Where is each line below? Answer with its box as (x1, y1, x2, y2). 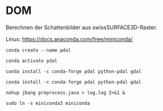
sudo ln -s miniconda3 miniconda (5, 100, 90, 106)
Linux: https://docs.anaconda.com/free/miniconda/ (5, 35, 133, 42)
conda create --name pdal (5, 47, 71, 53)
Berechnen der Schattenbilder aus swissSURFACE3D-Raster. (5, 24, 158, 31)
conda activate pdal (5, 58, 58, 64)
